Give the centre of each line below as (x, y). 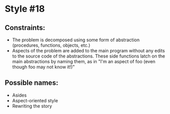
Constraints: (25, 28)
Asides (19, 95)
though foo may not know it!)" (43, 67)
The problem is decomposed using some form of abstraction (76, 40)
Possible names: (32, 83)
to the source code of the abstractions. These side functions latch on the (89, 56)
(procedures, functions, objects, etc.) (51, 45)
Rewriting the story (32, 106)
